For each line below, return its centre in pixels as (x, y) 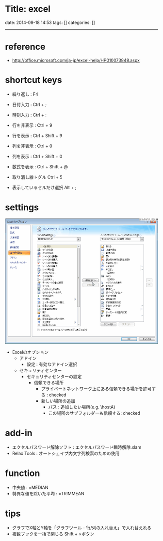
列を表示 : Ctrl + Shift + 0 (37, 156)
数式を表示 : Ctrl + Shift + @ (40, 166)
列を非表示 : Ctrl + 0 (32, 146)
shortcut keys (33, 80)
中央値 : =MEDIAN (30, 487)
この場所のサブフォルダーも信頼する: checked (94, 413)
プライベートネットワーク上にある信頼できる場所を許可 (96, 388)
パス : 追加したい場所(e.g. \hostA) (82, 407)
